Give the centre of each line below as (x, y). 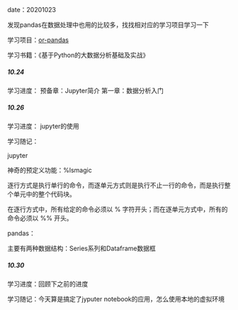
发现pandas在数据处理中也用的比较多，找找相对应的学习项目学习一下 (108, 25)
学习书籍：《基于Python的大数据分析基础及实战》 (78, 55)
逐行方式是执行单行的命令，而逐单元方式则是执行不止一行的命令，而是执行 (116, 185)
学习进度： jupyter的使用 (43, 126)
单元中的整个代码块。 (44, 194)
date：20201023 (32, 10)
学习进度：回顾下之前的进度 (48, 284)
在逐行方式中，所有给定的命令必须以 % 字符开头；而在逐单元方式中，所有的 (118, 209)
